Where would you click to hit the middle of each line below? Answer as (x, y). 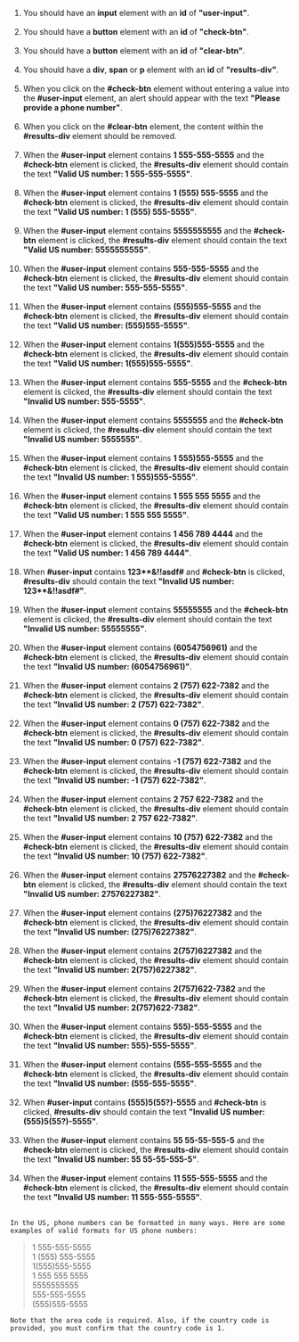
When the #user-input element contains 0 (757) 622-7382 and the (146, 723)
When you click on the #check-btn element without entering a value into (156, 89)
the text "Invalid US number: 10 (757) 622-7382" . (115, 856)
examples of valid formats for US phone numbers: (104, 1231)
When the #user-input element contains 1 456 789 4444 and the (143, 534)
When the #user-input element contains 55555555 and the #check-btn (155, 609)
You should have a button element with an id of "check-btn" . (136, 32)
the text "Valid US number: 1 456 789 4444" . (107, 553)
